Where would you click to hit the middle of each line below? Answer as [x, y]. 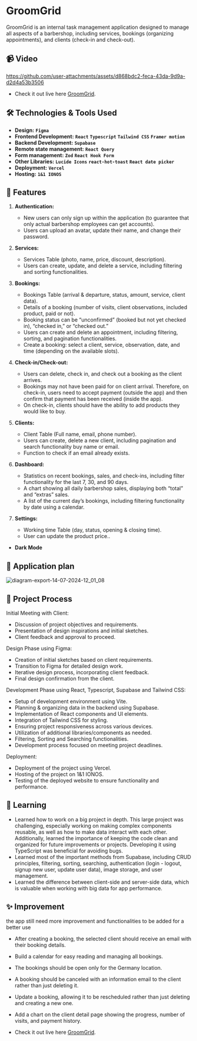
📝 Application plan [40, 566]
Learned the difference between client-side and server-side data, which [102, 882]
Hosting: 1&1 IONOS [38, 174]
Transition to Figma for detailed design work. [69, 666]
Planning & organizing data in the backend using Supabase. [87, 707]
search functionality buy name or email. [71, 447]
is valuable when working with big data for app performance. [89, 888]
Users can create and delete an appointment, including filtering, [101, 332]
